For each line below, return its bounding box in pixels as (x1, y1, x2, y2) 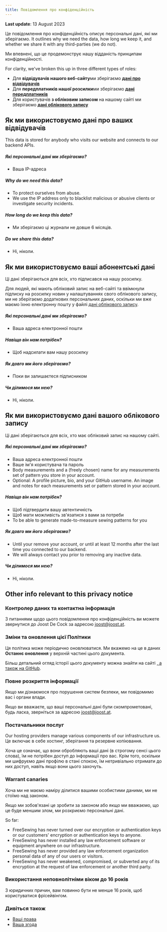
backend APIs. (5, 142, 35, 148)
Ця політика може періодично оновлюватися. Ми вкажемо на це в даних (5, 645, 161, 651)
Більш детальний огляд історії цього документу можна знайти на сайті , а (5, 660, 162, 666)
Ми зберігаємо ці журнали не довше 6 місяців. (12, 225, 112, 231)
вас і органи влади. (5, 694, 46, 700)
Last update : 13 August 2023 (5, 21, 65, 27)
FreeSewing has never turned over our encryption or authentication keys (12, 827, 162, 833)
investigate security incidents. (12, 201, 74, 207)
